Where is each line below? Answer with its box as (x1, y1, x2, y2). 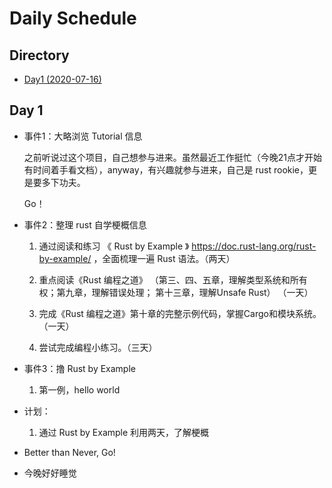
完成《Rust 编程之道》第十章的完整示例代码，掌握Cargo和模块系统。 (38, 307, 322, 319)
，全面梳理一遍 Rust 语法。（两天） (93, 252, 236, 264)
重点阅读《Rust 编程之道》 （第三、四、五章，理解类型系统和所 (38, 273, 299, 286)
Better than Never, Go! (23, 446, 116, 458)
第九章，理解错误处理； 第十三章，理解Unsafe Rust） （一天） (56, 286, 314, 298)
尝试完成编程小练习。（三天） (38, 341, 158, 353)
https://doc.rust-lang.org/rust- (191, 240, 317, 252)
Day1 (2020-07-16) (23, 73, 102, 85)
